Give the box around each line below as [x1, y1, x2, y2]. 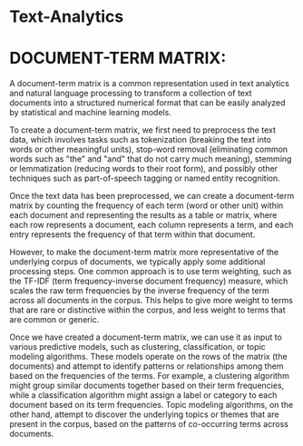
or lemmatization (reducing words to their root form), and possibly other [9, 164, 279, 174]
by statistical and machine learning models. [9, 107, 172, 118]
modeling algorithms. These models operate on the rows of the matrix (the [9, 352, 288, 362]
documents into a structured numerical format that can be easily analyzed [9, 97, 286, 108]
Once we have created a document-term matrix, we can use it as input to [9, 332, 283, 342]
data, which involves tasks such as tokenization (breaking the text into [9, 134, 272, 145]
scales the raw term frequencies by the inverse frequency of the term [9, 285, 269, 296]
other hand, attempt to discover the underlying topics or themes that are [9, 409, 279, 420]
